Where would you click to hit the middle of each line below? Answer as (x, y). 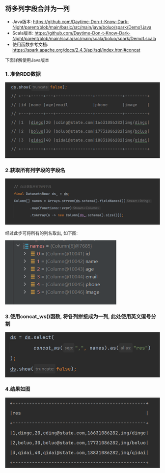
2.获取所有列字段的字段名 (35, 170)
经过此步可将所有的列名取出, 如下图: (41, 233)
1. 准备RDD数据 (23, 74)
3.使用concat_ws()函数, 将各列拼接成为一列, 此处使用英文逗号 (78, 316)
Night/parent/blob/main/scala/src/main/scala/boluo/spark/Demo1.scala (84, 38)
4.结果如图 (18, 389)
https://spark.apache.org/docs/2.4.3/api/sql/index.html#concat (76, 50)
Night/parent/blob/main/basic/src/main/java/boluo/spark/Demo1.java (82, 27)
